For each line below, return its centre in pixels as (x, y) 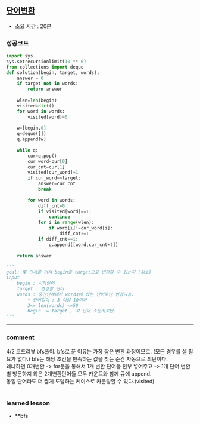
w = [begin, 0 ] (32, 128)
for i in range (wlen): (66, 223)
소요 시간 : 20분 (33, 26)
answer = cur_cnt (57, 184)
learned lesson (28, 403)
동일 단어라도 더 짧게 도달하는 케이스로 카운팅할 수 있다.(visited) (80, 381)
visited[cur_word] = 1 (53, 173)
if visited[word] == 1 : (65, 211)
